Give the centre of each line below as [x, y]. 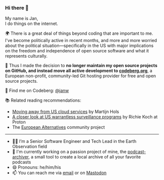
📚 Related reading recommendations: [43, 100]
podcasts [21, 162]
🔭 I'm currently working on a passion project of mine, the [69, 152]
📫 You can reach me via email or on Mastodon [59, 173]
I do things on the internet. [32, 23]
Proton [19, 122]
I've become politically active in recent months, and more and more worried [81, 41]
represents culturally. [26, 56]
